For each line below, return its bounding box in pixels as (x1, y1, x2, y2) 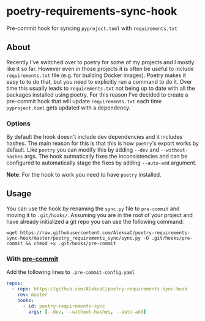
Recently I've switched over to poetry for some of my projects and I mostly (6, 58, 195, 65)
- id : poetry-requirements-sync (22, 303, 105, 309)
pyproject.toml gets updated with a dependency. (6, 104, 131, 111)
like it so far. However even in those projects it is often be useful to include (6, 65, 194, 72)
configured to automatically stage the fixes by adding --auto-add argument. (6, 159, 197, 166)
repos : (6, 280, 23, 287)
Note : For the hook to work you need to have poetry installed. (6, 171, 162, 179)
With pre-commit (6, 254, 59, 263)
